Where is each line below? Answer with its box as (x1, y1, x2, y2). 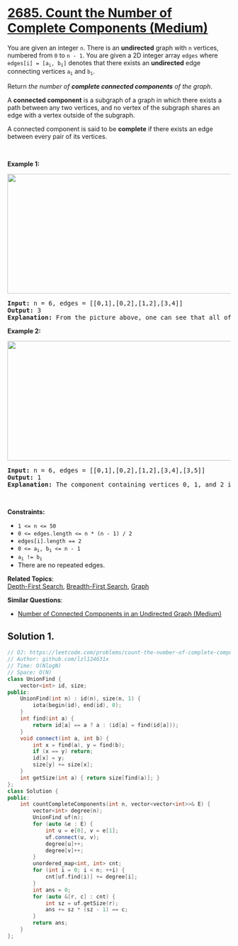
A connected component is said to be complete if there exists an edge (7, 124, 214, 133)
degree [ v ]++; (45, 847, 84, 854)
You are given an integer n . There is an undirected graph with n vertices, (7, 43, 219, 52)
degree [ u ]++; (45, 840, 84, 847)
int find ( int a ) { (20, 715, 74, 722)
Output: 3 (7, 306, 41, 314)
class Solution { (7, 787, 59, 795)
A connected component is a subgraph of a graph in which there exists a (7, 96, 222, 104)
